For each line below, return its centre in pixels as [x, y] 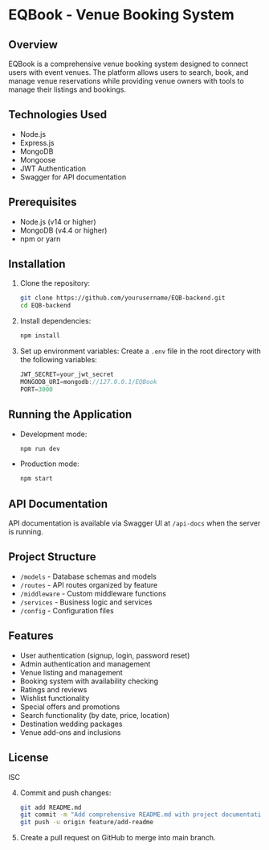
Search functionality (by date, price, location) [95, 715]
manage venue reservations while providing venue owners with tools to [126, 81]
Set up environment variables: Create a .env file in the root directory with [140, 351]
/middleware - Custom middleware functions [93, 593]
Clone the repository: [55, 283]
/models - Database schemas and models [88, 576]
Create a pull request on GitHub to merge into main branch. [118, 838]
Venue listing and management [71, 672]
